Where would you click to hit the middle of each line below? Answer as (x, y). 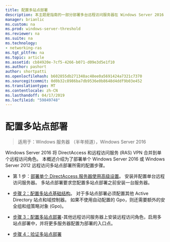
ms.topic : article (25, 57)
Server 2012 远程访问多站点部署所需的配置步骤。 (56, 166)
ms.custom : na (20, 24)
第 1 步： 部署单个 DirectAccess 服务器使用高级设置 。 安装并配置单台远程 (89, 176)
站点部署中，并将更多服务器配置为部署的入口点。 (64, 223)
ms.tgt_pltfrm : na (25, 52)
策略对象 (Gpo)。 (48, 206)
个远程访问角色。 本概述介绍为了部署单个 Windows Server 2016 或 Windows (85, 159)
